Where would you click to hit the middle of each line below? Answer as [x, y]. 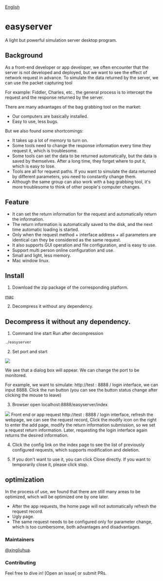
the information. [28, 219]
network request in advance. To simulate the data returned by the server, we [82, 77]
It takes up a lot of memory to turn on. [50, 140]
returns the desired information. [37, 435]
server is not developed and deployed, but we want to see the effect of [76, 72]
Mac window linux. [31, 261]
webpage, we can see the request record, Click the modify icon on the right [81, 420]
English [12, 7]
